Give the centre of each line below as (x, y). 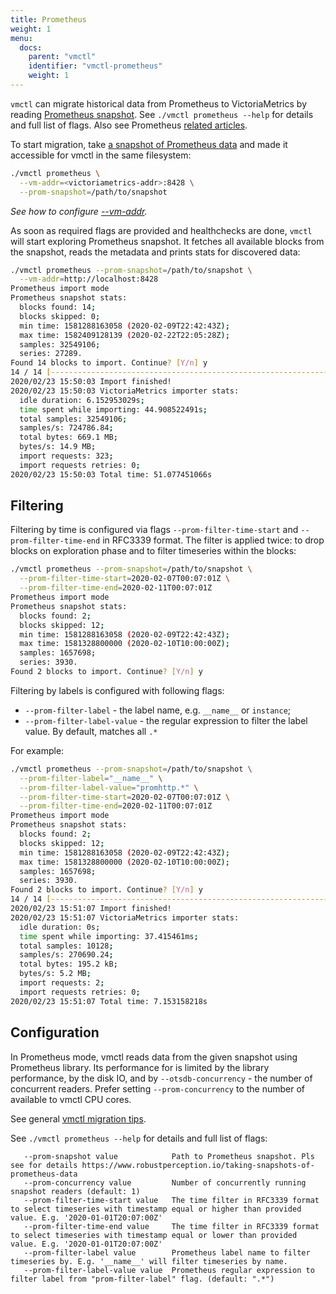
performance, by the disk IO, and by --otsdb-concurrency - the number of (161, 1078)
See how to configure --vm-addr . (79, 211)
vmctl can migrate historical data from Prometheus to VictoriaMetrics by (158, 103)
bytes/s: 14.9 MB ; (58, 447)
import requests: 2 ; (62, 983)
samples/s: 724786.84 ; (66, 428)
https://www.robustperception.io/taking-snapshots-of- (198, 1165)
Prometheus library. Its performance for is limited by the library (140, 1067)
